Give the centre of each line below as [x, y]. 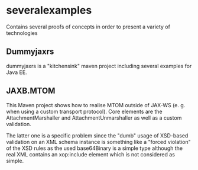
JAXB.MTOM [31, 91]
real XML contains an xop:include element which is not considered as [91, 154]
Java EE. [17, 72]
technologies [22, 33]
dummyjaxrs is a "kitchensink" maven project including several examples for [99, 66]
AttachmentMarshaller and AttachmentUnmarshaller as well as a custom [94, 118]
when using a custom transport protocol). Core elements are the [84, 111]
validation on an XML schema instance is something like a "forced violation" [98, 142]
